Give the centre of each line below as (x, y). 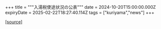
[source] (14, 22)
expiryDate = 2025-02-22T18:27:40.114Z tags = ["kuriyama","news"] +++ (80, 13)
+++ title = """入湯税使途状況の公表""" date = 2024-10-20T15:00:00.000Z (80, 7)
